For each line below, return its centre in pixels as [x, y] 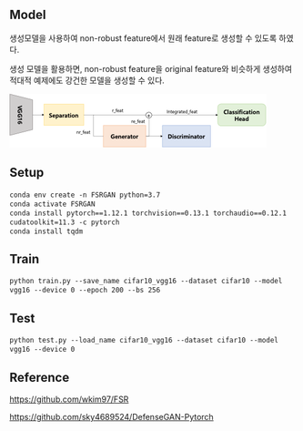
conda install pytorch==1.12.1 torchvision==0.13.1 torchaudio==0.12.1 [148, 213]
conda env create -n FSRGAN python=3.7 [85, 195]
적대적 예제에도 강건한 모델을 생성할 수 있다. [87, 80]
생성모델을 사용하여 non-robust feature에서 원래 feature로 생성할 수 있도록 [143, 38]
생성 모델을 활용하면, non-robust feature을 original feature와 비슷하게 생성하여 [151, 68]
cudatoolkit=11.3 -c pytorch [65, 222]
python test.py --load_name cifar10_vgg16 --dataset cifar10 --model [144, 341]
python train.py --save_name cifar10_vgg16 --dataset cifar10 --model [146, 282]
